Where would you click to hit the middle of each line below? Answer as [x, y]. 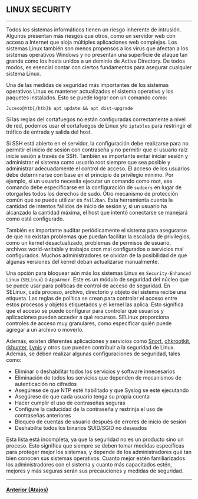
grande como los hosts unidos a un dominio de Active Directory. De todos [96, 61]
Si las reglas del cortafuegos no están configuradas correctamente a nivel [96, 119]
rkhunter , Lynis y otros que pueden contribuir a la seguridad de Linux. [91, 347]
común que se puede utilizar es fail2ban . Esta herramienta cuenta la [90, 200]
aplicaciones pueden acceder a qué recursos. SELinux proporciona [88, 317]
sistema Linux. [24, 73]
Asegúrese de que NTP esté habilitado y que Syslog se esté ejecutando [102, 390]
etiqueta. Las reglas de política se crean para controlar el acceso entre [92, 298]
